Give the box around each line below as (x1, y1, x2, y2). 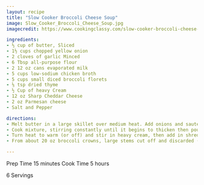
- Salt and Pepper (6, 104, 53, 110)
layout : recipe (6, 8, 45, 15)
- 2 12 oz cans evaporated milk (6, 65, 88, 71)
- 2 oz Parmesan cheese (6, 99, 67, 105)
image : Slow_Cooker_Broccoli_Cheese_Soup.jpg (6, 20, 123, 26)
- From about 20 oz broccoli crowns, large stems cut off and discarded (6, 138, 194, 144)
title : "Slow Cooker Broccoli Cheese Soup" (6, 15, 118, 21)
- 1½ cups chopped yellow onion (6, 48, 88, 55)
